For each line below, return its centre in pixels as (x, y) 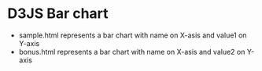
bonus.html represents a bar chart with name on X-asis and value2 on (132, 51)
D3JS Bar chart (58, 14)
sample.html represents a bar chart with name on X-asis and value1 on (133, 35)
